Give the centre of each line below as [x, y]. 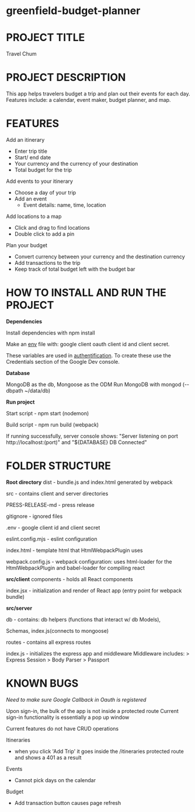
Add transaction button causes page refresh [68, 803]
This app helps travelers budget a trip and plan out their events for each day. [98, 94]
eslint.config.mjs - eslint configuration [52, 539]
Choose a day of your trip [45, 192]
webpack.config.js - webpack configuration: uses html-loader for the [89, 561]
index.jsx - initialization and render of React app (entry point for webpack [94, 591]
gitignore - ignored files [34, 516]
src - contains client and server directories [57, 493]
